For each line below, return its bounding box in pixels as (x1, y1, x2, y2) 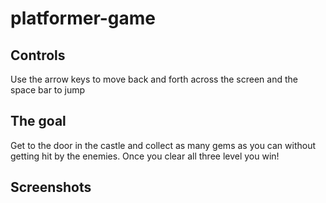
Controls (10, 47, 66, 64)
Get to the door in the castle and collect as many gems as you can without (10, 139, 317, 151)
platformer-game (10, 7, 157, 30)
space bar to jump (10, 84, 86, 96)
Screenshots (10, 179, 92, 196)
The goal (10, 113, 67, 130)
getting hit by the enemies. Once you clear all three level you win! (10, 150, 280, 162)
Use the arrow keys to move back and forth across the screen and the (10, 73, 298, 85)
